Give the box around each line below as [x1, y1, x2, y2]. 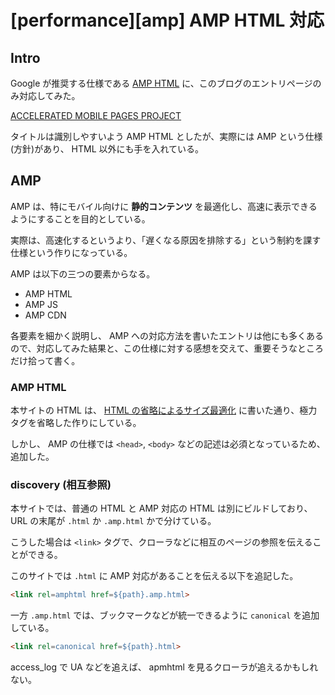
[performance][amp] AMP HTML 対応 [10, 9, 325, 32]
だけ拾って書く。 [10, 354, 81, 366]
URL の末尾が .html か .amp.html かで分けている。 [10, 515, 217, 527]
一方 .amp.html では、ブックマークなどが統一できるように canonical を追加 [10, 609, 320, 621]
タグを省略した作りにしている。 [10, 417, 142, 429]
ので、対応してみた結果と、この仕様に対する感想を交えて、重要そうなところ [10, 342, 325, 354]
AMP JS [24, 298, 58, 310]
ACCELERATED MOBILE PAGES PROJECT [10, 110, 182, 121]
